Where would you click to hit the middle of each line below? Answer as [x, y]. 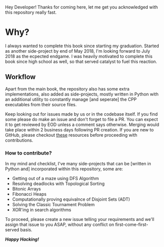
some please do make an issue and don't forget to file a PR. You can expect [82, 119]
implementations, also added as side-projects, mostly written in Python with [82, 94]
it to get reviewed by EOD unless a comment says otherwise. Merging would [82, 124]
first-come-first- [132, 225]
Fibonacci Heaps [29, 194]
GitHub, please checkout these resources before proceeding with [71, 135]
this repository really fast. [31, 12]
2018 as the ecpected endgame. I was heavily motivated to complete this [79, 56]
